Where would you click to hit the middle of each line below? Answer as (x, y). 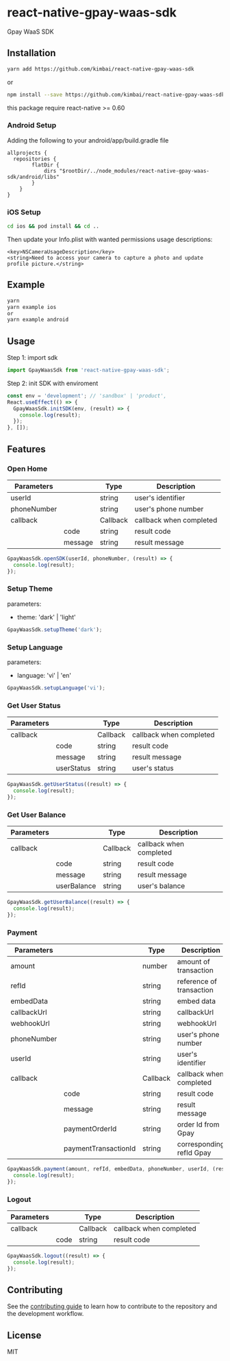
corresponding (201, 1144)
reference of (197, 981)
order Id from (198, 1125)
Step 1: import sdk (33, 358)
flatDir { (46, 165)
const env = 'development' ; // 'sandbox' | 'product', (87, 395)
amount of (194, 962)
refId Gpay (194, 1153)
